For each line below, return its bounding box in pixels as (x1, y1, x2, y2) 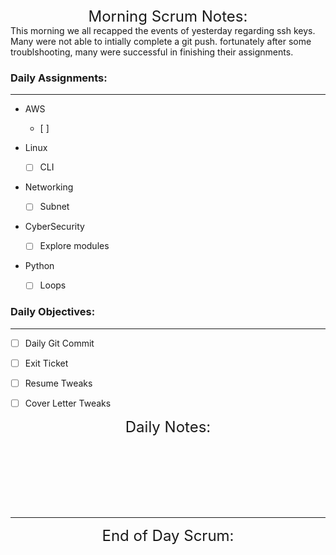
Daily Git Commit (24, 337, 95, 349)
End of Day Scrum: (101, 526, 235, 546)
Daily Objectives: (10, 305, 96, 319)
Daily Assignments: (10, 71, 108, 85)
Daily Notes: (124, 417, 212, 437)
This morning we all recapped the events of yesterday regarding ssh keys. (10, 25, 316, 36)
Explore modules (39, 240, 110, 252)
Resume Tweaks (24, 377, 93, 389)
